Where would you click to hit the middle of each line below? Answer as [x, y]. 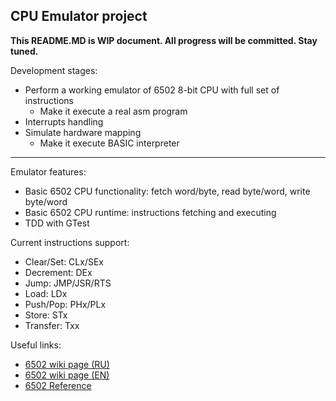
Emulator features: [48, 171]
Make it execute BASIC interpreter [109, 143]
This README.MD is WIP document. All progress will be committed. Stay [164, 40]
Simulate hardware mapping [83, 132]
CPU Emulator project [79, 16]
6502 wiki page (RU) [67, 364]
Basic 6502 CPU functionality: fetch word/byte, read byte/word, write [167, 191]
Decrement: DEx [58, 272]
